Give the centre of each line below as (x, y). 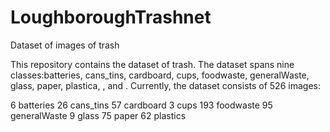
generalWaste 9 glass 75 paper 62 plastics (98, 115)
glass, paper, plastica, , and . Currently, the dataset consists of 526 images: (165, 85)
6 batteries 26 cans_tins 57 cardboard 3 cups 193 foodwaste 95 (141, 105)
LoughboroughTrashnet (111, 17)
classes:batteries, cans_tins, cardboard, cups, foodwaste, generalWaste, (160, 75)
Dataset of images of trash (65, 45)
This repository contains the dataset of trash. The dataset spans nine (152, 64)
